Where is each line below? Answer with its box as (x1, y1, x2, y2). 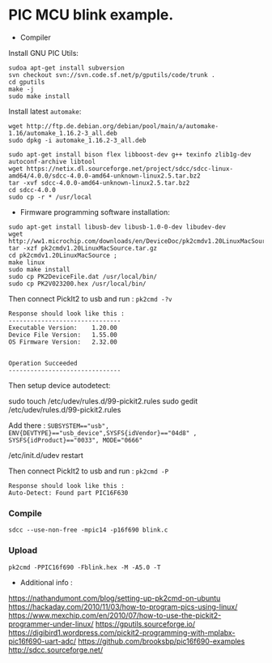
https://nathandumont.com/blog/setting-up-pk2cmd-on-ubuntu (8, 593, 221, 603)
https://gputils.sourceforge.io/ (95, 618, 196, 629)
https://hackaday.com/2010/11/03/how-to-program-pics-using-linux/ (8, 601, 238, 611)
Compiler (19, 32, 51, 42)
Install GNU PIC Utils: (8, 48, 79, 58)
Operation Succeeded (8, 359, 79, 367)
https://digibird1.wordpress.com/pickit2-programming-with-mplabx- (8, 627, 236, 637)
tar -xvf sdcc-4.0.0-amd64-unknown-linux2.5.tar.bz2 (8, 178, 190, 187)
